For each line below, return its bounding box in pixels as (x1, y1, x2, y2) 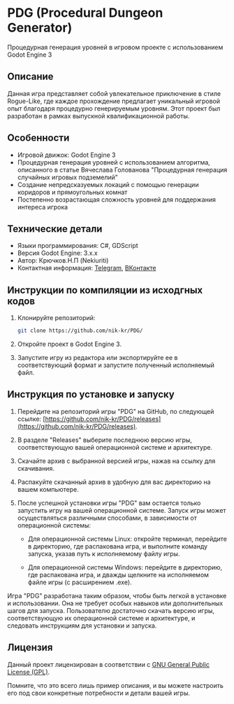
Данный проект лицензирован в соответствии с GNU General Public (7, 660, 210, 668)
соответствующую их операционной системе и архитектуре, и (7, 614, 196, 622)
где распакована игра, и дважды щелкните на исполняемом (27, 570, 210, 579)
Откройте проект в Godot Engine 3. (17, 340, 122, 348)
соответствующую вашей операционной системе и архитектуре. (17, 443, 213, 451)
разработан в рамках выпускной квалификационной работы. (7, 111, 190, 120)
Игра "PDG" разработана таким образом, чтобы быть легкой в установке (7, 591, 227, 600)
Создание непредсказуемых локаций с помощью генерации (17, 180, 199, 188)
